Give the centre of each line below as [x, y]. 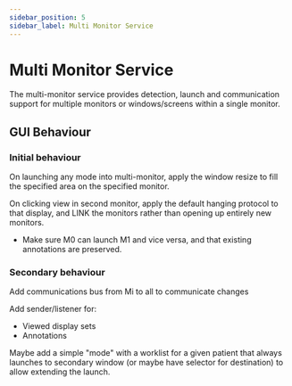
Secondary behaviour [57, 273]
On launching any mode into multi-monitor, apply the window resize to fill [144, 177]
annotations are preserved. [72, 250]
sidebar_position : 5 [48, 17]
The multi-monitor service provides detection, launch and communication [144, 94]
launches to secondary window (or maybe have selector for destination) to [146, 363]
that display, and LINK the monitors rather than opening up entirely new [141, 213]
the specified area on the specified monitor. [89, 186]
